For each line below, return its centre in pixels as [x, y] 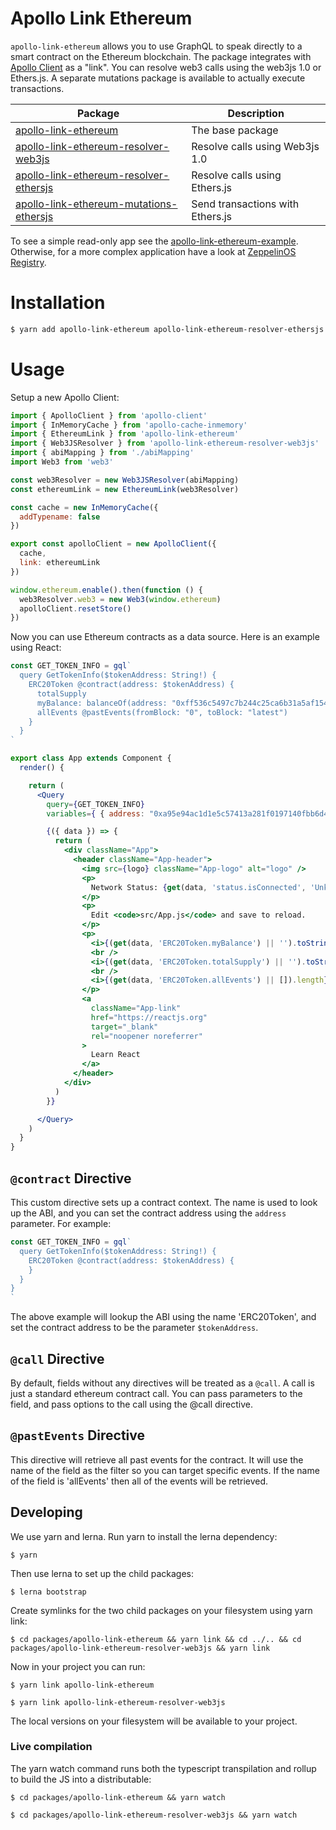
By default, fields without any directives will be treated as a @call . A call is [162, 1383]
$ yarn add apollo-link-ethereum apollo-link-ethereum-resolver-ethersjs [167, 329]
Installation [58, 303]
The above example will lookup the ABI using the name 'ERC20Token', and [163, 1317]
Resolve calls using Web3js [255, 146]
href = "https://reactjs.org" [149, 1017]
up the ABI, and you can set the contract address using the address [148, 1213]
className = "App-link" [136, 1008]
